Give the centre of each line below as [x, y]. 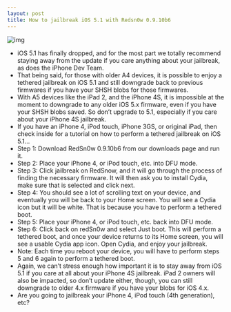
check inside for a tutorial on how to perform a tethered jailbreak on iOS [119, 134]
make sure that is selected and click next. [76, 185]
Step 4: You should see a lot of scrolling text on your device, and [109, 192]
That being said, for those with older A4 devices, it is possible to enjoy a [120, 75]
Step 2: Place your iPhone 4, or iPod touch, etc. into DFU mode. [107, 163]
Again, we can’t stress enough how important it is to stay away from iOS [119, 266]
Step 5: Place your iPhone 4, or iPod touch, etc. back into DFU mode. [115, 222]
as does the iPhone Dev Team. [60, 68]
